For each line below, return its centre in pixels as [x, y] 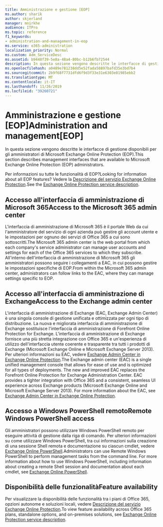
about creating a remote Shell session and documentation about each [74, 466]
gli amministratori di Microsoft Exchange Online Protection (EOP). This [74, 154]
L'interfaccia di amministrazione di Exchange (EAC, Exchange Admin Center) [81, 313]
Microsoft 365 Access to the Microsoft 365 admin [81, 207]
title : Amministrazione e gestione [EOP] [48, 9]
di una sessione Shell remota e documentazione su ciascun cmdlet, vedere [80, 446]
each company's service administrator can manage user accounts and [75, 247]
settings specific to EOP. [30, 278]
